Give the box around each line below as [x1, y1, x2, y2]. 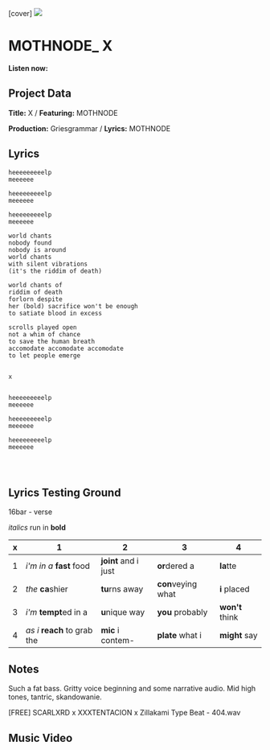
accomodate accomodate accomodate [8, 344, 125, 352]
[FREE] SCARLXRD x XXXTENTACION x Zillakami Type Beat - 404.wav [8, 708, 241, 718]
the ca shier [25, 583, 68, 595]
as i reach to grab [25, 624, 93, 636]
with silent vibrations [8, 260, 88, 268]
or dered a [157, 560, 194, 571]
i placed [219, 583, 251, 595]
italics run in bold [8, 523, 66, 533]
